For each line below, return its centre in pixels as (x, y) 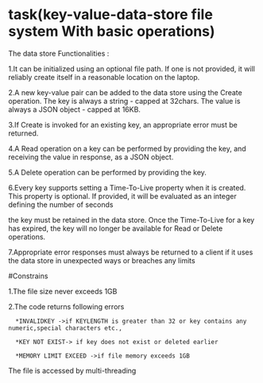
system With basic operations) (112, 31)
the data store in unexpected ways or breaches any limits (102, 260)
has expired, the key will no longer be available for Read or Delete (116, 228)
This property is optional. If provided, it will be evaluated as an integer (122, 196)
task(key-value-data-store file (110, 15)
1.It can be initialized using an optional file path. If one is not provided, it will (132, 68)
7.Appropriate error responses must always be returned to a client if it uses (131, 252)
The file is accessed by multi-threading (72, 370)
